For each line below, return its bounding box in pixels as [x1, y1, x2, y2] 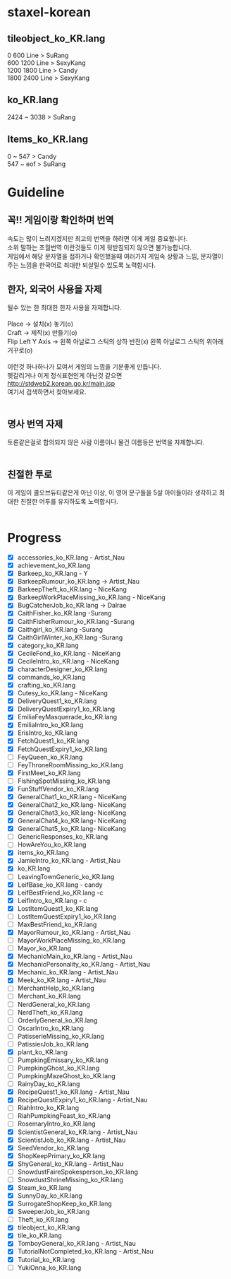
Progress [7, 530, 62, 546]
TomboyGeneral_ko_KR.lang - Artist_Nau [17, 1239, 136, 1248]
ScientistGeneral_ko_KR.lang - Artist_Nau [17, 1128, 138, 1136]
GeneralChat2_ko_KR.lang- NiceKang [17, 800, 127, 809]
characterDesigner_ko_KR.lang [17, 665, 108, 673]
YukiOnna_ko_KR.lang [17, 1263, 82, 1272]
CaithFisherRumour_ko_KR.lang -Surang [17, 617, 135, 625]
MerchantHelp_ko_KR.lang [17, 984, 95, 993]
